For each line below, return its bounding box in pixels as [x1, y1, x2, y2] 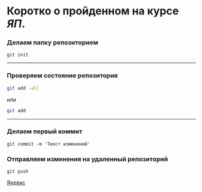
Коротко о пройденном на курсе [7, 4, 179, 18]
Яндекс [7, 179, 26, 187]
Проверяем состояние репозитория [7, 71, 118, 80]
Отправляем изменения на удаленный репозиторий [7, 155, 168, 163]
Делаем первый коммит [7, 127, 83, 136]
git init [7, 52, 29, 58]
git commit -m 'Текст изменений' [7, 141, 91, 147]
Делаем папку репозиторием [7, 38, 98, 47]
